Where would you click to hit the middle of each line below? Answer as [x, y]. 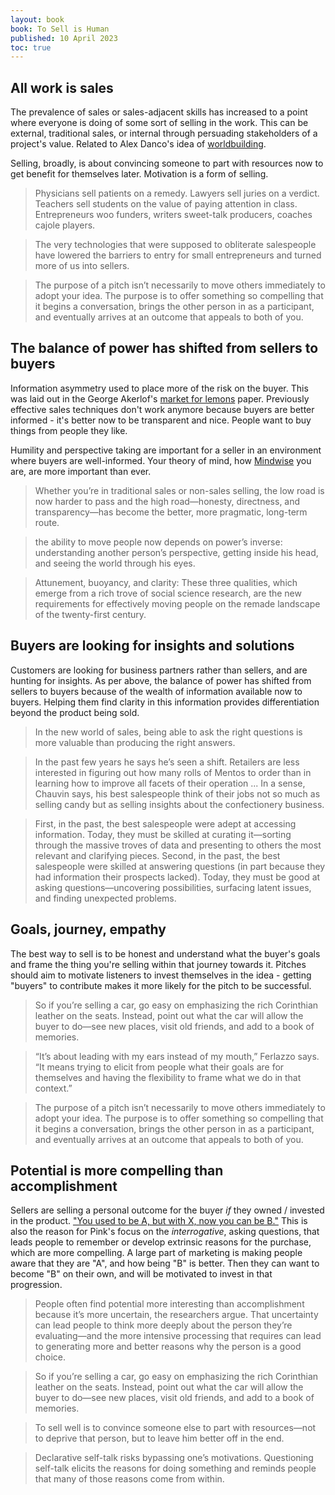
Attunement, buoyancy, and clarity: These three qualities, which [166, 582]
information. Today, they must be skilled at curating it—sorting [163, 834]
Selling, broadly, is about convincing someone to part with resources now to [167, 163]
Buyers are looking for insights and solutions [152, 646]
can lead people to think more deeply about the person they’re [163, 1325]
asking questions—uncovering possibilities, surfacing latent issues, [173, 887]
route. [47, 522]
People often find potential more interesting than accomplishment [169, 1304]
